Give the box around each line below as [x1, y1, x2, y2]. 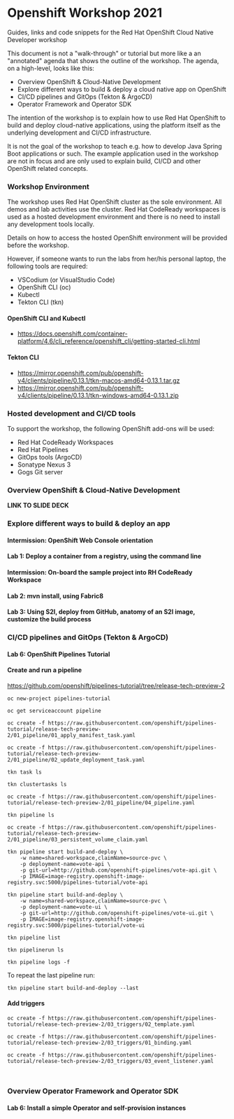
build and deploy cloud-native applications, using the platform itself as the [7, 121, 221, 129]
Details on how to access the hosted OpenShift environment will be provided [7, 233, 228, 242]
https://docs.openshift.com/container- [17, 329, 128, 338]
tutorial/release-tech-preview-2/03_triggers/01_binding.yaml [7, 1039, 192, 1047]
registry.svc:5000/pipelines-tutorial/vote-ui [7, 921, 145, 929]
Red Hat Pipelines [17, 445, 68, 453]
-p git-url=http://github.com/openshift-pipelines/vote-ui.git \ [20, 909, 214, 917]
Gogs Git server [17, 467, 63, 476]
